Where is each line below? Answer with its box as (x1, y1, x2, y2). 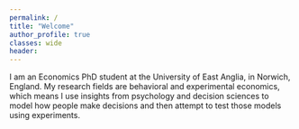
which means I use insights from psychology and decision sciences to (9, 91, 269, 102)
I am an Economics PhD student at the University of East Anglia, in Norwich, (9, 71, 291, 82)
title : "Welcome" (9, 22, 75, 31)
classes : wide (9, 38, 63, 48)
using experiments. (9, 110, 81, 121)
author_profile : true (9, 30, 91, 39)
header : (9, 47, 39, 56)
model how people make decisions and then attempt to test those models (9, 100, 282, 111)
